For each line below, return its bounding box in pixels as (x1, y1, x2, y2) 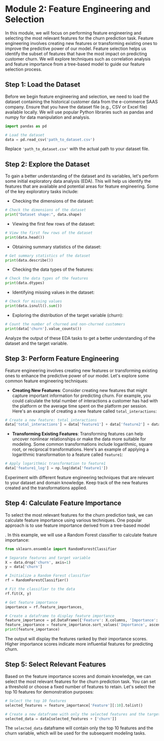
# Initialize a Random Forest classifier (5, 573, 91, 578)
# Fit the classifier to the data (5, 587, 76, 592)
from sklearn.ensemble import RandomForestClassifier (5, 546, 117, 551)
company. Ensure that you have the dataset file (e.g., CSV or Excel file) (5, 104, 147, 109)
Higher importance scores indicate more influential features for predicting (5, 641, 153, 647)
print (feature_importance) (5, 627, 60, 632)
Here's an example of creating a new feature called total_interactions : (12, 408, 157, 414)
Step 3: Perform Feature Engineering (5, 354, 119, 363)
